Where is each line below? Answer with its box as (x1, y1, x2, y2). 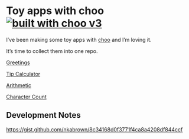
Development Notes (6, 110, 81, 120)
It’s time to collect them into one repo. (6, 47, 99, 54)
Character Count (6, 93, 47, 100)
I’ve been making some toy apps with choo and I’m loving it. (6, 36, 152, 43)
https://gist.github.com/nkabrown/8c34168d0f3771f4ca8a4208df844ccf (6, 125, 183, 133)
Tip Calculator (6, 70, 41, 77)
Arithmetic (6, 81, 31, 89)
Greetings (6, 59, 31, 66)
